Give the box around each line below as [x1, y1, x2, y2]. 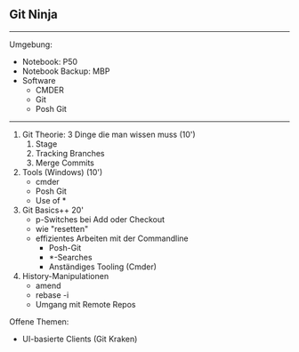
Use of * [35, 195, 67, 205]
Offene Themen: [9, 316, 69, 327]
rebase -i [35, 289, 69, 300]
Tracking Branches [35, 148, 105, 158]
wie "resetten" [35, 223, 89, 234]
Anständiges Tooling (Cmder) [48, 261, 158, 272]
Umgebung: [9, 39, 53, 50]
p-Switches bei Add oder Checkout [35, 213, 166, 225]
